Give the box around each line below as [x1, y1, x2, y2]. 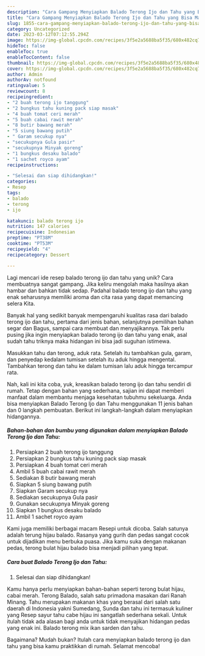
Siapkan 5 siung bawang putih [15, 481, 92, 488]
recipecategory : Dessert [7, 252, 70, 258]
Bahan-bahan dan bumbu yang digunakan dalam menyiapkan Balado [7, 427, 188, 434]
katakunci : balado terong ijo [7, 217, 84, 224]
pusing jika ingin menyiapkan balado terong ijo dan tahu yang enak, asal [7, 331, 187, 338]
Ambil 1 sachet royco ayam [15, 513, 83, 521]
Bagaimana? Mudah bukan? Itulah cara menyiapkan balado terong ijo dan [7, 636, 191, 643]
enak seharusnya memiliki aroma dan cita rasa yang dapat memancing [7, 293, 184, 300]
